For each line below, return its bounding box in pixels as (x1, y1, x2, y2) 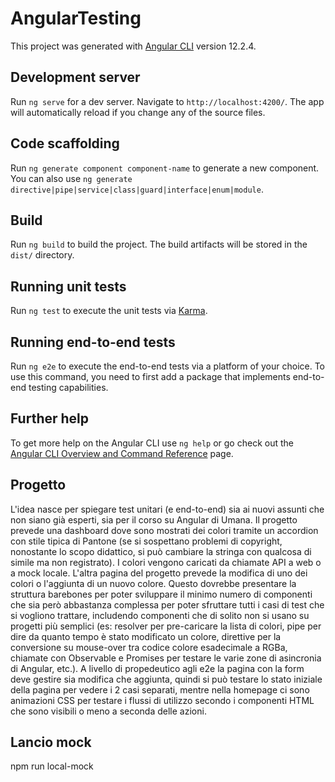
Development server (10, 69, 141, 86)
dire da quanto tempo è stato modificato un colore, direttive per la (10, 630, 282, 642)
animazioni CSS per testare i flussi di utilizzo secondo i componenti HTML (10, 694, 315, 706)
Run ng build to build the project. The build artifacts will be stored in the (10, 238, 308, 251)
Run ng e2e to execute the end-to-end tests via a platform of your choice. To (10, 360, 326, 372)
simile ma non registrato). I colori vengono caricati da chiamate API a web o (10, 556, 322, 568)
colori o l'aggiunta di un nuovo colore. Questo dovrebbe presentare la (10, 577, 297, 589)
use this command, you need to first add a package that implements (10, 371, 291, 382)
